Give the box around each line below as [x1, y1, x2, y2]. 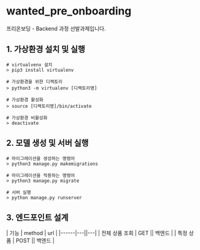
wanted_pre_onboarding [6, 4, 131, 18]
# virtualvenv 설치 [6, 61, 53, 67]
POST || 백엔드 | [16, 237, 55, 245]
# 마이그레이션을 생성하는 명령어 [6, 155, 75, 161]
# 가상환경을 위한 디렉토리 [6, 78, 63, 85]
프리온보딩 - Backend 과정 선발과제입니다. [6, 25, 106, 32]
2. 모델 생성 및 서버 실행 [6, 138, 89, 148]
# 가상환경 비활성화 [6, 114, 48, 121]
